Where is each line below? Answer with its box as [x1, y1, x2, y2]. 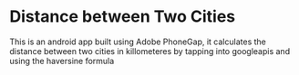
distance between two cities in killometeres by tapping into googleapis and [9, 45, 290, 56]
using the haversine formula [9, 55, 115, 66]
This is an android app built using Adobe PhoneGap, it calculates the [9, 36, 266, 47]
